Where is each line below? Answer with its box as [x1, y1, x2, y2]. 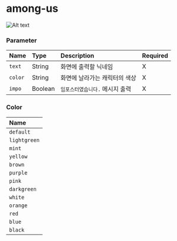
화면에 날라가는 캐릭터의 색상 [60, 74, 137, 82]
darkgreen [9, 186, 37, 192]
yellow [9, 153, 28, 160]
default [9, 128, 31, 135]
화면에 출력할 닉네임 [60, 63, 114, 71]
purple [9, 169, 28, 176]
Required [141, 52, 169, 60]
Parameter [6, 36, 37, 45]
